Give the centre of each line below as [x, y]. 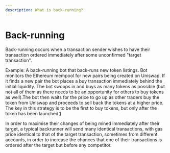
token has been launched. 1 [33, 113]
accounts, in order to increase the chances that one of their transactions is [84, 139]
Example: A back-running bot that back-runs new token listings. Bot [76, 70]
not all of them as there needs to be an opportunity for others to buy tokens [85, 92]
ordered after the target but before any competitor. [58, 145]
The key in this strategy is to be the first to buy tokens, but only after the [81, 108]
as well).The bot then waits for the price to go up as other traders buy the [82, 97]
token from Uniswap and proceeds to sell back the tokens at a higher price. [84, 103]
